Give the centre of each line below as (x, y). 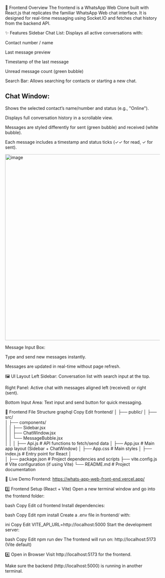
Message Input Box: (25, 347)
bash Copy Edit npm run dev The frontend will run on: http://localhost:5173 (81, 539)
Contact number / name (29, 43)
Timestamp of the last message (37, 62)
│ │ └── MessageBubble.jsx (34, 438)
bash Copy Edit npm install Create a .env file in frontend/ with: (68, 515)
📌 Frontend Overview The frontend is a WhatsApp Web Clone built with (77, 8)
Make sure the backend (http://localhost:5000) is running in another (74, 566)
